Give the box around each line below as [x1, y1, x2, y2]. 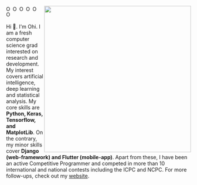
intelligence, [6, 79, 36, 86]
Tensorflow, [6, 117, 36, 123]
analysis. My [6, 98, 37, 105]
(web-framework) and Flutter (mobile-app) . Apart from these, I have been [6, 154, 188, 160]
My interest [6, 67, 33, 73]
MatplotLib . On [6, 129, 43, 136]
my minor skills [6, 141, 43, 148]
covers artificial [6, 73, 44, 80]
